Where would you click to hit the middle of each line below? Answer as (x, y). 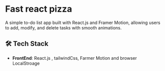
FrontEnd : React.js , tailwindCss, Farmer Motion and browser (75, 58)
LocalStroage (26, 63)
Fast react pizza (39, 9)
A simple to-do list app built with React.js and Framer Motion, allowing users (83, 23)
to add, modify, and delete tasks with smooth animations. (63, 27)
